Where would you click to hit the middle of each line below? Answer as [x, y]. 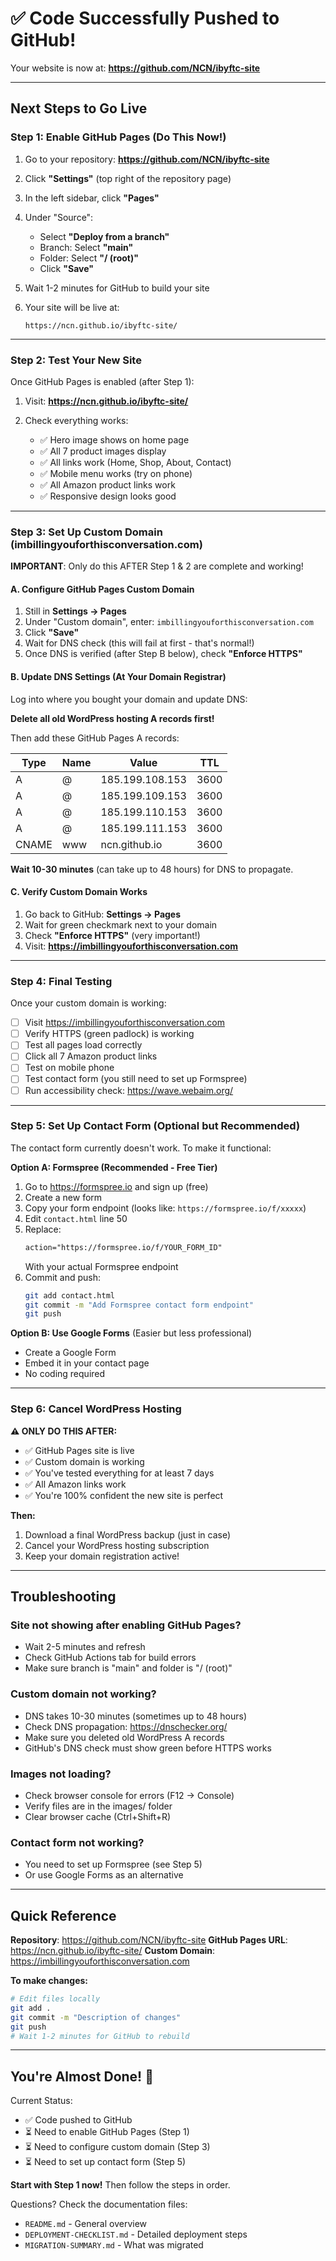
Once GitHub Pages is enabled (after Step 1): [102, 381]
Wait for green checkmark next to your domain [121, 924]
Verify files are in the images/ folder [98, 1806]
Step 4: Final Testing [61, 981]
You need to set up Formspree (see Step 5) [113, 1864]
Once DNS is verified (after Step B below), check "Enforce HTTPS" [163, 654]
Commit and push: [63, 1277]
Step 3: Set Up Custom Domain [86, 532]
